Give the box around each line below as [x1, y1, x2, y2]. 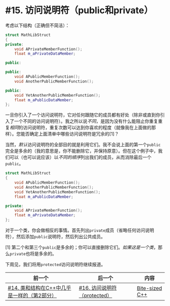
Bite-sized [137, 285, 162, 292]
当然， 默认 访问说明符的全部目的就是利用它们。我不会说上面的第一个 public [5, 142, 161, 148]
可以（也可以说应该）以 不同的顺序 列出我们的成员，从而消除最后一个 [9, 154, 152, 160]
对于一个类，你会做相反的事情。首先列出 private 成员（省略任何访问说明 [5, 227, 154, 233]
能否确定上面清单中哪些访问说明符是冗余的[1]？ [20, 131, 119, 137]
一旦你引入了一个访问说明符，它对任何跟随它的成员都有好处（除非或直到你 [5, 112, 160, 118]
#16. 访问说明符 [78, 284, 117, 291]
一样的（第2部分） [13, 292, 57, 299]
